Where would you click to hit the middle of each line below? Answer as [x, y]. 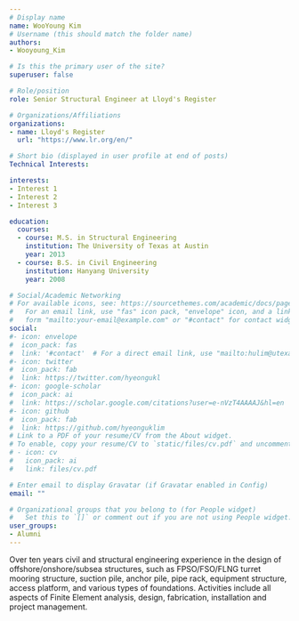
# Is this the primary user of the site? [87, 67]
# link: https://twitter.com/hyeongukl [85, 378]
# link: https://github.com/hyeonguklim [87, 428]
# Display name [37, 17]
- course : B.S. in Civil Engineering [87, 262]
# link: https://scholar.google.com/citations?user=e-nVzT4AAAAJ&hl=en [147, 403]
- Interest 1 [33, 189]
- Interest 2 [33, 197]
